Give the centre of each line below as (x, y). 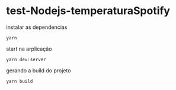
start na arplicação (29, 49)
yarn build (20, 81)
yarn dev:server (26, 59)
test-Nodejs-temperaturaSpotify (88, 11)
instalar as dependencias (37, 27)
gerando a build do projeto (39, 70)
